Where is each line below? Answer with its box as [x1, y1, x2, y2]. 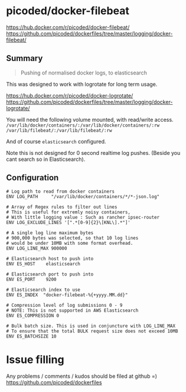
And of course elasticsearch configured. [6, 138, 106, 145]
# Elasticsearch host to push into [6, 255, 94, 261]
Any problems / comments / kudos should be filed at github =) [6, 372, 158, 380]
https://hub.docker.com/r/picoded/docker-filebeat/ [6, 24, 130, 31]
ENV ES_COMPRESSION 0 [6, 312, 60, 319]
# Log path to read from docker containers [6, 188, 115, 195]
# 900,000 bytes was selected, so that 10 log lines [6, 235, 139, 241]
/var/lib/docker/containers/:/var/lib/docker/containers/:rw [6, 122, 160, 128]
